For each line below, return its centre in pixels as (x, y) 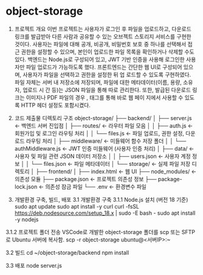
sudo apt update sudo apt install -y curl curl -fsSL (77, 206)
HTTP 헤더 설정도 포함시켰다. (56, 105)
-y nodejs (26, 219)
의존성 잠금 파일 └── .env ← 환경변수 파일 (96, 187)
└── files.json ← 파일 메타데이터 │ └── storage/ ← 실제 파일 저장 (111, 163)
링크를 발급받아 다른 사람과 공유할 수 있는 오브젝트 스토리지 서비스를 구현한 (103, 36)
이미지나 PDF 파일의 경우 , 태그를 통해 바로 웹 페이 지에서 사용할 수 (105, 97)
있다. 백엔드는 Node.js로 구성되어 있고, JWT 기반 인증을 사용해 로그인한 (99, 59)
